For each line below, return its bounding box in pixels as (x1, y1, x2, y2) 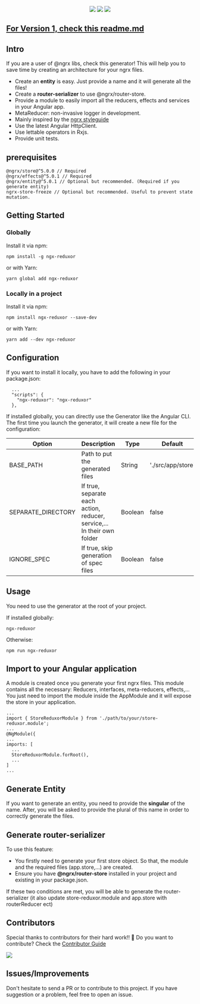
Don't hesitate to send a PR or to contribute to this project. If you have (6, 984, 177, 991)
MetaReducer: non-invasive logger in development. (14, 109, 141, 117)
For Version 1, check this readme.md (6, 24, 145, 34)
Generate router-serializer (6, 829, 105, 840)
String (121, 461, 138, 469)
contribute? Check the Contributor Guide (6, 940, 106, 947)
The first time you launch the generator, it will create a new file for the (6, 419, 177, 426)
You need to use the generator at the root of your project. (6, 602, 147, 610)
